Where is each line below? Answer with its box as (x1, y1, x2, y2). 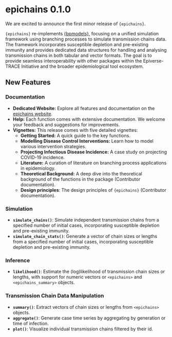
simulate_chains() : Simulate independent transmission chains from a (12, 216, 159, 223)
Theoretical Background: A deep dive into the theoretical (20, 170, 142, 176)
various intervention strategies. (20, 143, 86, 149)
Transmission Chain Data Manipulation (5, 292, 104, 300)
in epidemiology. (20, 165, 55, 171)
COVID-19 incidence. (20, 154, 65, 160)
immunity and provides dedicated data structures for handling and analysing (5, 47, 167, 53)
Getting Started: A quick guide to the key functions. (20, 132, 131, 138)
